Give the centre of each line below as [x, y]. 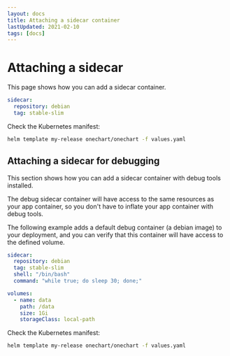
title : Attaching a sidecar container [64, 20]
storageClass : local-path [58, 320]
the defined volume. [36, 242]
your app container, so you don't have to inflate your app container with [110, 206]
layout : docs [26, 14]
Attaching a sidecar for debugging [84, 161]
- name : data [33, 300]
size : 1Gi [34, 313]
